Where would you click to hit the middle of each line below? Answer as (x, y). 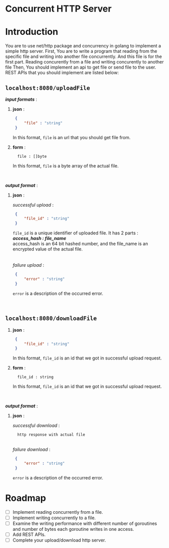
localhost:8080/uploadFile (48, 88)
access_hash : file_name (39, 238)
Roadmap (26, 498)
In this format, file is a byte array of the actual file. (66, 166)
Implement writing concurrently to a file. (54, 518)
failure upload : (28, 265)
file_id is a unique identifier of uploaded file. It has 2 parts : (75, 233)
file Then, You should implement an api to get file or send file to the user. (81, 67)
